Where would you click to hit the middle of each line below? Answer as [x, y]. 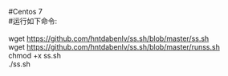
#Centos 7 [25, 12]
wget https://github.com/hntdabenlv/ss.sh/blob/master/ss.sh [109, 38]
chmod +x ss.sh [35, 56]
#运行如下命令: [33, 21]
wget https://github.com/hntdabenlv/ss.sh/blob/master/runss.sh [114, 47]
